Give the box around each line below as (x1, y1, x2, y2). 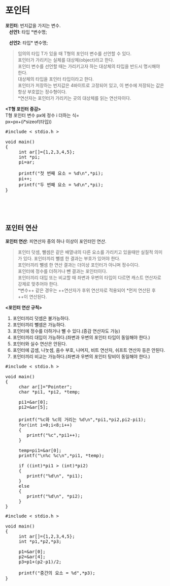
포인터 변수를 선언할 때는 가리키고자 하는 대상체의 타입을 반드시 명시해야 (17, 63, 160, 69)
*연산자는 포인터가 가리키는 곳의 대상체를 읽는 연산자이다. (17, 95, 131, 101)
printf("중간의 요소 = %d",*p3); (18, 570, 95, 576)
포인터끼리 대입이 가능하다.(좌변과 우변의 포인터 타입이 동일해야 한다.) (12, 334, 151, 340)
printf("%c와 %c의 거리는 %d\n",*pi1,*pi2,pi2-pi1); (18, 416, 146, 423)
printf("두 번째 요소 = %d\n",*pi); (18, 182, 104, 187)
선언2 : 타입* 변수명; (9, 39, 48, 46)
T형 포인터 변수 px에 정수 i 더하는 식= (5, 112, 80, 118)
